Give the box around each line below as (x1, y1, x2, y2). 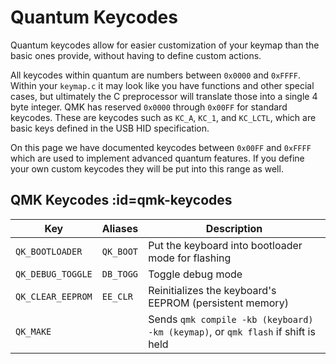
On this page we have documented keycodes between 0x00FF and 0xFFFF (10, 141, 312, 153)
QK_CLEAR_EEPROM (15, 291, 93, 302)
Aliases (101, 221, 139, 235)
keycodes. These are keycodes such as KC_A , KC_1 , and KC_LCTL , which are (10, 111, 317, 123)
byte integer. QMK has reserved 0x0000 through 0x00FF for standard (10, 101, 288, 113)
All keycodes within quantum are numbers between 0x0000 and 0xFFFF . (10, 69, 301, 81)
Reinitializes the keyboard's (148, 283, 277, 297)
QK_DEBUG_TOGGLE (15, 268, 93, 280)
